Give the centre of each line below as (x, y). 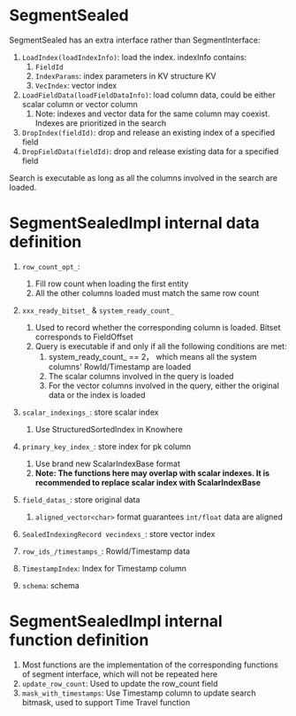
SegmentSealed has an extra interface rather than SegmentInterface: (135, 40)
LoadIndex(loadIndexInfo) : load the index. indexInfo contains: (134, 57)
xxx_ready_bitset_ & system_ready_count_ (98, 310)
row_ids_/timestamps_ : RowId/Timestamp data (106, 551)
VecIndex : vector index (76, 85)
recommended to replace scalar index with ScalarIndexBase (148, 482)
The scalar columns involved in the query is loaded (141, 376)
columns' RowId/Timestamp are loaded (120, 366)
